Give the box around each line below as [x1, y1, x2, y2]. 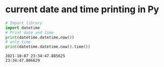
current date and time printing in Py [5, 4, 159, 15]
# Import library [5, 20, 43, 26]
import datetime [5, 25, 40, 30]
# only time [5, 39, 31, 44]
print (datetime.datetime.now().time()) [5, 44, 91, 50]
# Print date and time [5, 30, 54, 35]
